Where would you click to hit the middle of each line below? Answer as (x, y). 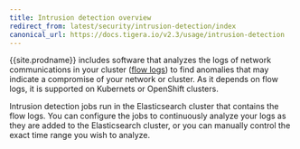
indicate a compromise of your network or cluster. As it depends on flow (144, 79)
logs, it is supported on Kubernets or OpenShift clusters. (114, 89)
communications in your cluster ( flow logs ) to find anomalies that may (139, 70)
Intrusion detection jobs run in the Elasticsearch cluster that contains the (144, 107)
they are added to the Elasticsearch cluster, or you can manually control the (150, 126)
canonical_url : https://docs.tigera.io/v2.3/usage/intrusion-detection (147, 34)
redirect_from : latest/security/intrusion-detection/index (123, 26)
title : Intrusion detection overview (80, 18)
